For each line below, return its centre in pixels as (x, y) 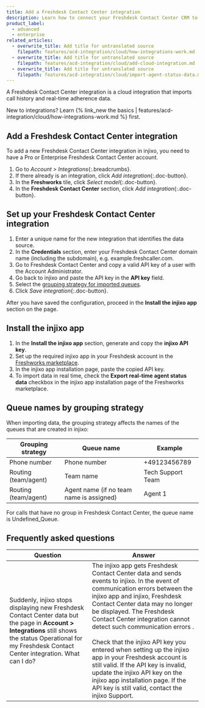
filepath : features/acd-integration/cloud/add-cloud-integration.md (106, 63)
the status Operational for (46, 638)
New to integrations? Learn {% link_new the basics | (72, 110)
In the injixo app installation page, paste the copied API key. (90, 369)
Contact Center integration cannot (141, 619)
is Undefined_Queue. (33, 519)
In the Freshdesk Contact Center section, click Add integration (95, 189)
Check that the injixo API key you (139, 642)
